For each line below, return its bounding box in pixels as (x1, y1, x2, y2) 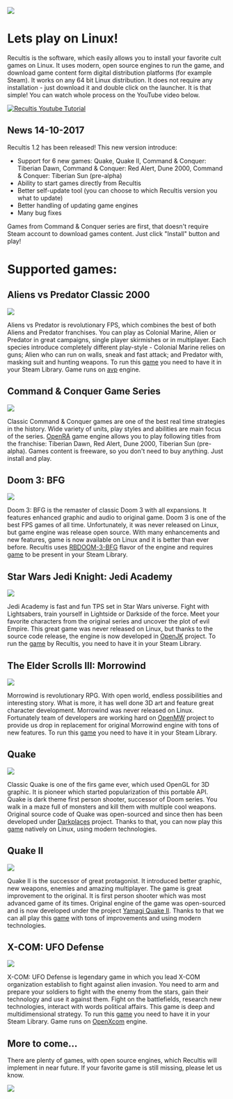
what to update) (17, 193, 63, 202)
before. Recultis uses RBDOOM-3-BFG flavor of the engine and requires (7, 543, 214, 552)
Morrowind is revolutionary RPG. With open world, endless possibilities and (7, 691, 223, 700)
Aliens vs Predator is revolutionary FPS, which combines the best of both (7, 320, 216, 329)
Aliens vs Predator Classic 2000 (7, 289, 150, 301)
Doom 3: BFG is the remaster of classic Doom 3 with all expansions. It (7, 506, 207, 515)
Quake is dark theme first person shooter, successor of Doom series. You (7, 795, 218, 803)
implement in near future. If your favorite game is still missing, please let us (7, 1063, 223, 1072)
